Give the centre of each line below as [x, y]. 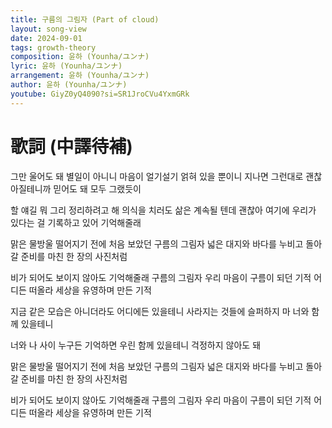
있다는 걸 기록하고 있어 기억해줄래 [76, 222]
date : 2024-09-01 [46, 38]
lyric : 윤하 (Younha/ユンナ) [66, 66]
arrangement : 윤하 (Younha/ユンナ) [80, 76]
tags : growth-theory [53, 47]
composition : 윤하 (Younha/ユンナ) [80, 57]
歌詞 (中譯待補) [71, 146]
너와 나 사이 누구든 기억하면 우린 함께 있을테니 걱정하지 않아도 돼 [136, 345]
